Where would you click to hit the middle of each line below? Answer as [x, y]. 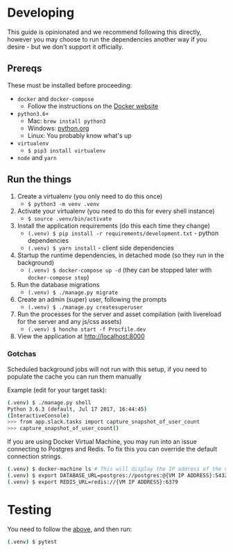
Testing [29, 510]
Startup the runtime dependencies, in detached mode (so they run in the [120, 255]
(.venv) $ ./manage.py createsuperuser [85, 307]
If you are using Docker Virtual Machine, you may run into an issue [102, 442]
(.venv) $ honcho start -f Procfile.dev [87, 329]
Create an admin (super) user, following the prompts [92, 299]
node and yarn [37, 157]
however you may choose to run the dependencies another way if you [107, 39]
